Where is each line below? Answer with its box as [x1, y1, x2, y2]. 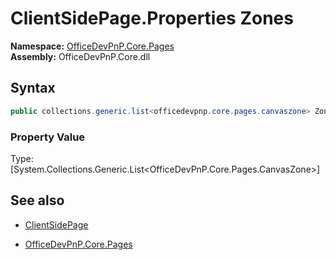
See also [10, 192, 65, 209]
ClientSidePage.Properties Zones [10, 7, 294, 30]
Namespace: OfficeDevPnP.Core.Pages [10, 40, 175, 52]
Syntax [10, 80, 56, 97]
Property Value [10, 130, 86, 144]
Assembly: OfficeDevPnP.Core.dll [10, 50, 151, 62]
